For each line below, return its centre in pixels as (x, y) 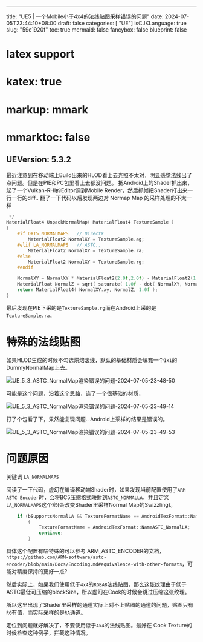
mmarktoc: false (48, 137)
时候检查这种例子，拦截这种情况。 (49, 633)
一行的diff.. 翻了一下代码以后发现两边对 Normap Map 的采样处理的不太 (99, 198)
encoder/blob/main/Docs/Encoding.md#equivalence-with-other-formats (94, 564)
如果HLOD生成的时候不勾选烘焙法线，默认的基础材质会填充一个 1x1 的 (92, 360)
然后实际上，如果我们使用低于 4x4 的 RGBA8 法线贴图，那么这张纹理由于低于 (97, 584)
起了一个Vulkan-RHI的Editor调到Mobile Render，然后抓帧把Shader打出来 (97, 190)
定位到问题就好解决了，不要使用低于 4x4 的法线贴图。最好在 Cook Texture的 (99, 626)
